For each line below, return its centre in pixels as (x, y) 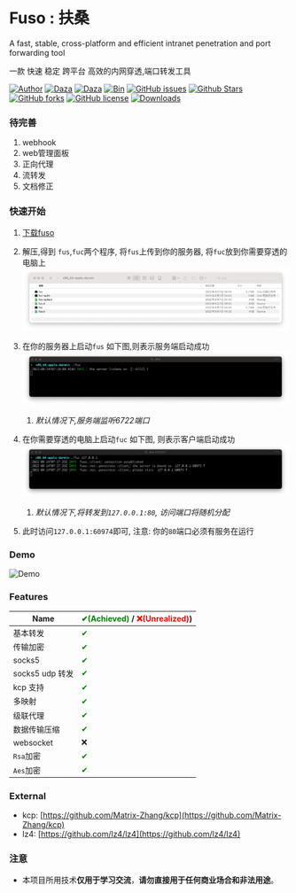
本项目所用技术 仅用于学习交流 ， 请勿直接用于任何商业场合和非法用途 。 (150, 880)
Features (29, 596)
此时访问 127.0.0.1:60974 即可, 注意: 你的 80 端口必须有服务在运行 (138, 531)
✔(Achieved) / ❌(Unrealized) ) (137, 618)
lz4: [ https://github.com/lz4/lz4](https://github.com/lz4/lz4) (131, 835)
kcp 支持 (28, 687)
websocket (33, 742)
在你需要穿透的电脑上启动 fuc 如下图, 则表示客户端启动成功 (129, 439)
